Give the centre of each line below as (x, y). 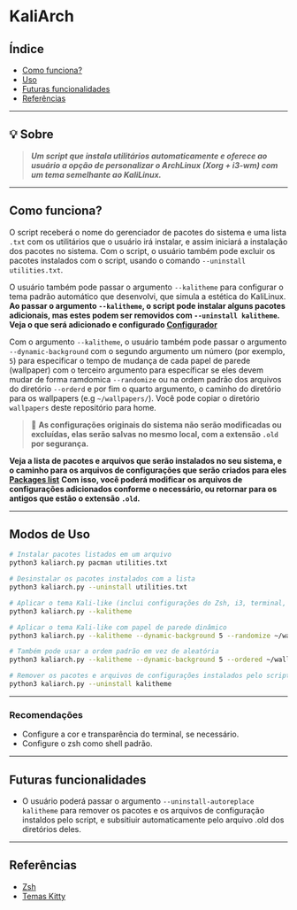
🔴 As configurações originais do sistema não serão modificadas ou (156, 424)
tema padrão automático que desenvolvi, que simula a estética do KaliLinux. (148, 296)
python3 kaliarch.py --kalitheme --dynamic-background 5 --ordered (136, 660)
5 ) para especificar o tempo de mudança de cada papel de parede (130, 360)
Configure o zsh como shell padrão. (87, 744)
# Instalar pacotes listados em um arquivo (91, 555)
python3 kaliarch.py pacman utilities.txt (88, 563)
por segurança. (60, 443)
